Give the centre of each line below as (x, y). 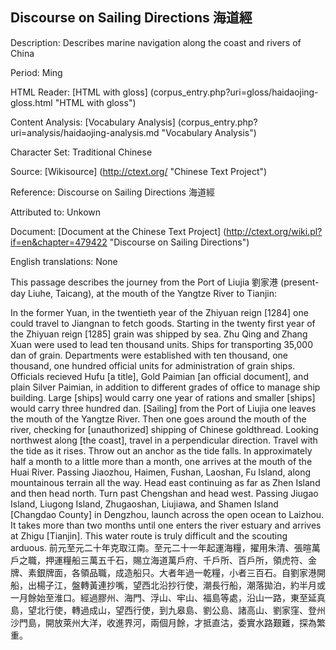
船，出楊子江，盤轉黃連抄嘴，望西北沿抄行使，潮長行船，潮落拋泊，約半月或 (168, 585)
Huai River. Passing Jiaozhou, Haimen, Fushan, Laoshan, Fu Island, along (161, 472)
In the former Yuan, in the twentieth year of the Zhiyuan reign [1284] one (159, 312)
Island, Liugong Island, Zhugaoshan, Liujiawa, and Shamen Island (144, 504)
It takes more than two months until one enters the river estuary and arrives (166, 525)
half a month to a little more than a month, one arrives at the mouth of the (161, 461)
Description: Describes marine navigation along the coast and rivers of (156, 42)
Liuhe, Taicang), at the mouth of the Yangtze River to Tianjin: (152, 293)
